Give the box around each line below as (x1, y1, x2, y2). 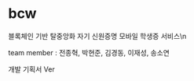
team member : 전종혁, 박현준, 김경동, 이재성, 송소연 (8, 48, 170, 57)
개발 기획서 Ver (8, 64, 55, 74)
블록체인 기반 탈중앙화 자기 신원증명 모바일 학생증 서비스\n (8, 31, 187, 40)
